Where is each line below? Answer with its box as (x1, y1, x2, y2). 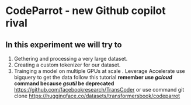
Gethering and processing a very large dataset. (13, 55, 128, 62)
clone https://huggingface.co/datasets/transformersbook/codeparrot (13, 92, 180, 99)
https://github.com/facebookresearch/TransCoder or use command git (13, 86, 185, 93)
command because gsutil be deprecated (13, 80, 114, 87)
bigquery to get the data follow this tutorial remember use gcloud (13, 74, 173, 80)
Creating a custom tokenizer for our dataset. (13, 61, 121, 68)
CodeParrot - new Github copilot (5, 4, 166, 17)
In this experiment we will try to (5, 40, 122, 50)
